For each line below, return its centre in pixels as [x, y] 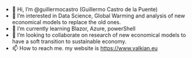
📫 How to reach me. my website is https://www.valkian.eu [85, 48]
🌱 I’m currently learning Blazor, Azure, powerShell [74, 28]
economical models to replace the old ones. [66, 22]
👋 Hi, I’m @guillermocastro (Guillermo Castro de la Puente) [85, 9]
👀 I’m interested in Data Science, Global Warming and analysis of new [98, 16]
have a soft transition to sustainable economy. [69, 41]
